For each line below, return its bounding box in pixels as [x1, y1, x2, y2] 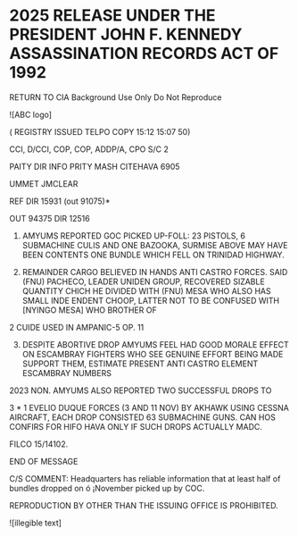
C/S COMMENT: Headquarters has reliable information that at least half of [9, 473, 281, 483]
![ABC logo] [9, 109, 52, 120]
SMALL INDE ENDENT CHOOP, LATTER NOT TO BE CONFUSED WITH [21, 295, 280, 306]
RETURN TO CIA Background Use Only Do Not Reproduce [9, 91, 222, 103]
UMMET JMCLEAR [9, 178, 79, 189]
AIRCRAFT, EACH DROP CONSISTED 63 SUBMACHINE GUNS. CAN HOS [9, 412, 277, 423]
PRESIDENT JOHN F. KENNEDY [9, 24, 243, 45]
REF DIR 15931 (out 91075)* [9, 196, 111, 206]
